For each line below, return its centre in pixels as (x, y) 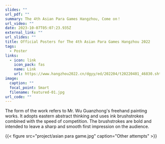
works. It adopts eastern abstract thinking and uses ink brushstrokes (74, 116)
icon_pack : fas (29, 65)
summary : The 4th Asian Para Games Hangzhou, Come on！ (63, 19)
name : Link (25, 70)
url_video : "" (20, 23)
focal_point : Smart (29, 88)
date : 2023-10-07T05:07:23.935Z (38, 28)
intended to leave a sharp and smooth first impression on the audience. (77, 127)
